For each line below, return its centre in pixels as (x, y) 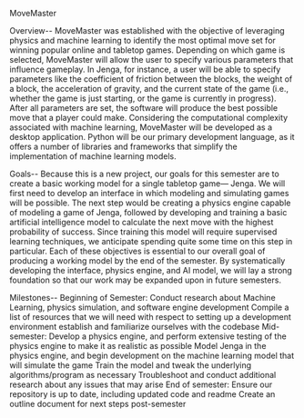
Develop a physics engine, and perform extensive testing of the (167, 336)
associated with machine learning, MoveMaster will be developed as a (141, 127)
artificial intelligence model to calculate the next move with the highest (142, 222)
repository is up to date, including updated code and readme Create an (142, 394)
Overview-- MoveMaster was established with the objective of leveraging (147, 30)
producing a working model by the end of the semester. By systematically (147, 261)
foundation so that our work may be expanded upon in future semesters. (146, 280)
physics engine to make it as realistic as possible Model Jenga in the (138, 346)
